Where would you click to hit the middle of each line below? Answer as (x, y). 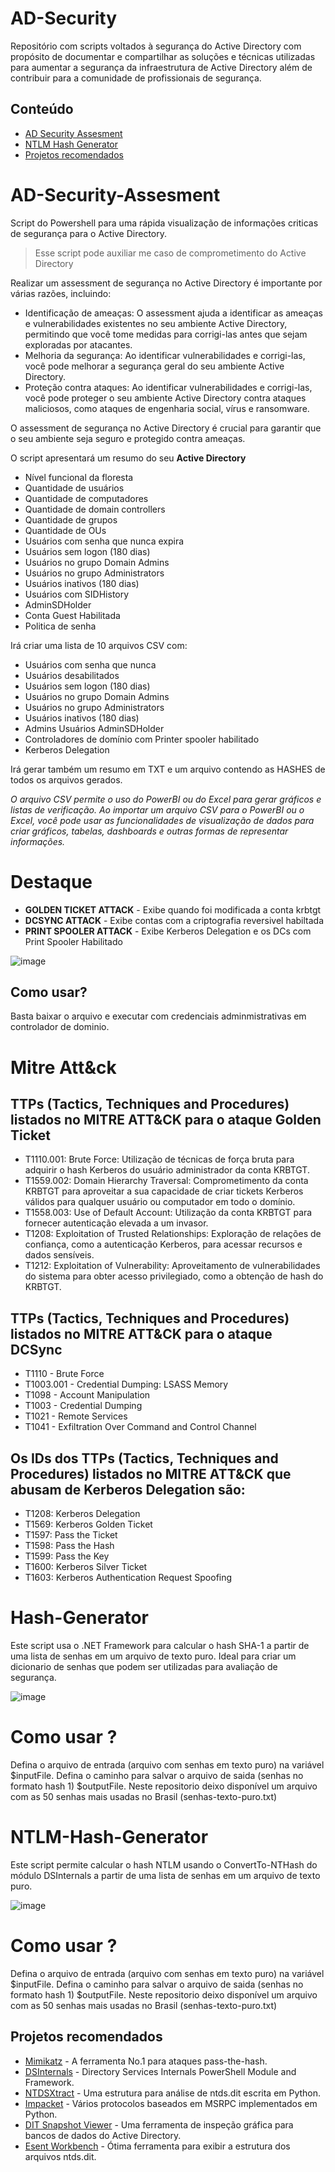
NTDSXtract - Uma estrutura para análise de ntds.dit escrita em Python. (173, 2093)
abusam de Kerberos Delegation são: (128, 1489)
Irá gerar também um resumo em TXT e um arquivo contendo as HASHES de (168, 769)
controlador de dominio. (60, 1027)
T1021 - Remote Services (76, 1416)
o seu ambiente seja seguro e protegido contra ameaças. (128, 438)
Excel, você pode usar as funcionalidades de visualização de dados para (162, 820)
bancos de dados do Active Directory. (103, 2135)
